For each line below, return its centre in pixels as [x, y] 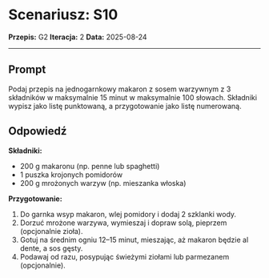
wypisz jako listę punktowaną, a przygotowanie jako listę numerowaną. [125, 106]
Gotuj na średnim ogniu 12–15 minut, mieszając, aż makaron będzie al [134, 240]
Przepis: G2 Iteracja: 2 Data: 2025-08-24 [78, 37]
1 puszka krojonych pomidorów [71, 175]
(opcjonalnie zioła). [51, 231]
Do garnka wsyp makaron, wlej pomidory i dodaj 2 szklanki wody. [128, 214]
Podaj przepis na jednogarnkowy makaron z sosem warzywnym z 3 [120, 89]
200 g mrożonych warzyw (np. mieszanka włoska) [103, 183]
